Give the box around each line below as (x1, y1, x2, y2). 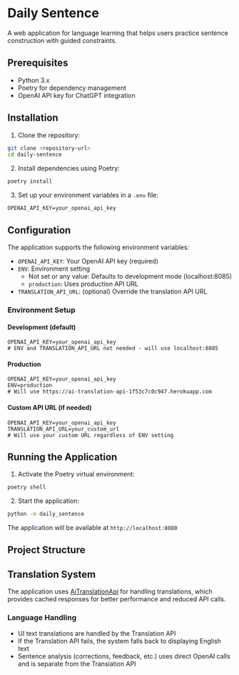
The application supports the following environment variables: (7, 243, 190, 251)
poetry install (7, 178, 53, 185)
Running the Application (7, 451, 118, 463)
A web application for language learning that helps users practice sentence (7, 29, 228, 37)
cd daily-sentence (7, 151, 62, 159)
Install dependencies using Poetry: (17, 164, 120, 173)
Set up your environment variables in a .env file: (17, 191, 159, 199)
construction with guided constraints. (7, 36, 118, 44)
